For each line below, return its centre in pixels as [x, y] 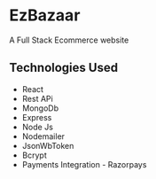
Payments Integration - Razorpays [84, 164]
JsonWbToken [48, 145]
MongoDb [40, 108]
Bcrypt [34, 155]
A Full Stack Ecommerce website [69, 40]
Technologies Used [63, 68]
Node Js [37, 127]
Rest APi [37, 98]
